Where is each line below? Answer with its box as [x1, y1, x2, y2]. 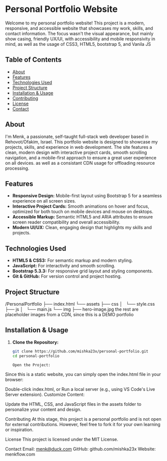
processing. [5, 165, 30, 171]
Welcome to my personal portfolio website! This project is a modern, [5, 20, 145, 26]
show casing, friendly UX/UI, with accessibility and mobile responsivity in [5, 36, 156, 42]
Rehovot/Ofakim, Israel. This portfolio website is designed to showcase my [5, 138, 158, 145]
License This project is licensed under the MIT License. [5, 437, 118, 443]
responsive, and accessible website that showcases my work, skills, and [5, 25, 153, 31]
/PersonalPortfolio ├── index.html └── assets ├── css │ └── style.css [5, 301, 155, 307]
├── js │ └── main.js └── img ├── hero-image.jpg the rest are [5, 306, 139, 312]
